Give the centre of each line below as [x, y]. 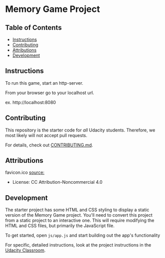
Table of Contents [34, 28]
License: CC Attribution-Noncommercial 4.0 [57, 182]
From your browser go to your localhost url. [50, 93]
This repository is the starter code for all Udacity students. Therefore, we [80, 130]
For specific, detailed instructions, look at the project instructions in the [78, 245]
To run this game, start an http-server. [44, 83]
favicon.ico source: [25, 172]
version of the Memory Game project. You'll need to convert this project [79, 215]
